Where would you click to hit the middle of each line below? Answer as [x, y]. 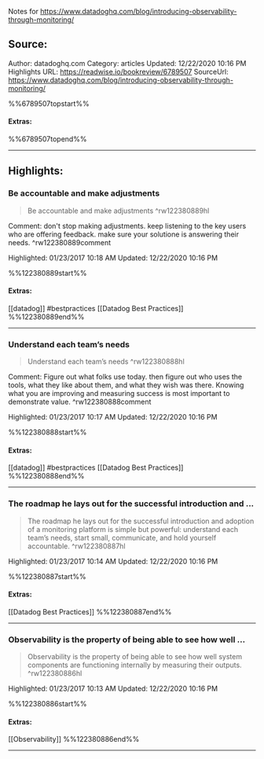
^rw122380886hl [55, 673]
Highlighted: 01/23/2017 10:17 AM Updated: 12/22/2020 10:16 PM [113, 417]
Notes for [24, 11]
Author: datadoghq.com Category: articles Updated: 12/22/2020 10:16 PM [127, 63]
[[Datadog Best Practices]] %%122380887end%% [90, 611]
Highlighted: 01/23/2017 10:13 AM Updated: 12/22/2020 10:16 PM [113, 689]
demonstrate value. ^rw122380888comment [80, 402]
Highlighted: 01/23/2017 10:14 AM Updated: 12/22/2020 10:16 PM [113, 561]
